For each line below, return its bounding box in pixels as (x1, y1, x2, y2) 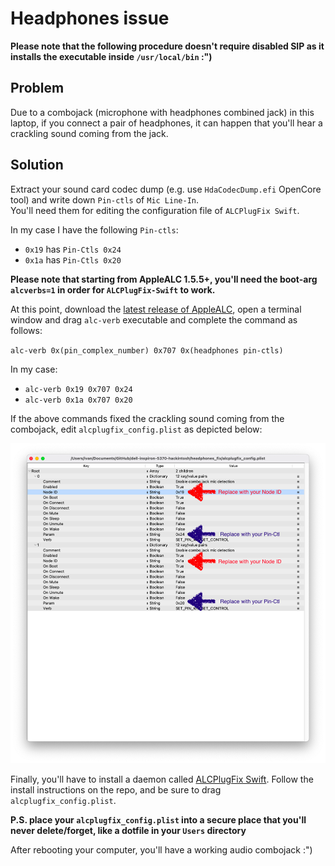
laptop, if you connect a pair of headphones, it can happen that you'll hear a (10, 117, 323, 129)
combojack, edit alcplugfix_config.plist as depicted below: (10, 423, 263, 435)
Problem (10, 80, 65, 97)
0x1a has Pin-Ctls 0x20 (24, 253, 122, 266)
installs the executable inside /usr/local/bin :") (10, 50, 213, 62)
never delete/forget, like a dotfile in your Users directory (10, 825, 247, 837)
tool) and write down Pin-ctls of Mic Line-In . (10, 193, 200, 206)
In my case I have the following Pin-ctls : (10, 223, 179, 236)
